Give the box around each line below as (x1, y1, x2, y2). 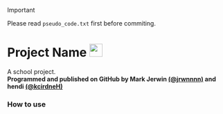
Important (7, 6, 35, 14)
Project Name (7, 45, 87, 61)
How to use (7, 99, 46, 109)
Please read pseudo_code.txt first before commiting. (7, 19, 156, 27)
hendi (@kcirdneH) (7, 82, 64, 91)
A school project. (7, 67, 56, 75)
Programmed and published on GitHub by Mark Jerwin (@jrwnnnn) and (7, 75, 216, 83)
